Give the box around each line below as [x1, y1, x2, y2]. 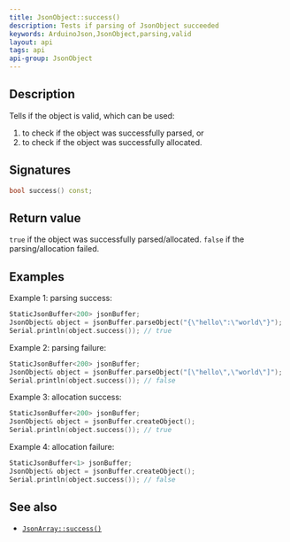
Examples [9, 269, 65, 284]
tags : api [9, 46, 46, 55]
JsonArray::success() [21, 524, 102, 534]
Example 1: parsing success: [9, 293, 112, 304]
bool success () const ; [9, 186, 93, 195]
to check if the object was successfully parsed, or [21, 128, 205, 138]
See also [9, 499, 57, 515]
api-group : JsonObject [9, 54, 93, 63]
